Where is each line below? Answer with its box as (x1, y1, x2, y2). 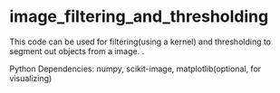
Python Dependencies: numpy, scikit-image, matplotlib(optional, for (9, 63, 262, 74)
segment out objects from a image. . (9, 45, 145, 56)
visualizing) (9, 72, 53, 83)
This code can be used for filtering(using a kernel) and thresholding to (9, 36, 272, 47)
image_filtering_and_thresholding (9, 6, 269, 27)
